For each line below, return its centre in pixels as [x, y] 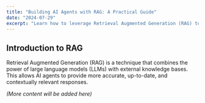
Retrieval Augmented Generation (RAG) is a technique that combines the [97, 63]
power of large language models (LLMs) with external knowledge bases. [97, 69]
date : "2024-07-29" [31, 18]
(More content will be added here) [49, 94]
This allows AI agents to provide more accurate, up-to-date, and [87, 76]
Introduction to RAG [45, 48]
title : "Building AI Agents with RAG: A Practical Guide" [81, 12]
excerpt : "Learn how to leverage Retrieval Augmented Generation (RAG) [99, 23]
